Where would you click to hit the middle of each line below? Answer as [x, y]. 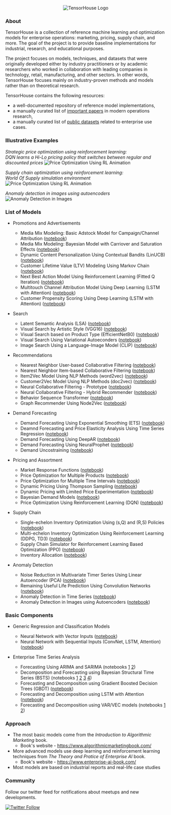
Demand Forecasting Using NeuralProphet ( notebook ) [77, 445]
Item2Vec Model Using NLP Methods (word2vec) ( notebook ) [84, 376]
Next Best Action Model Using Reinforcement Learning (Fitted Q [88, 276]
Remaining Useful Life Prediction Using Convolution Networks [85, 585]
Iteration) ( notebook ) [42, 282]
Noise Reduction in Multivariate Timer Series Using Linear [81, 575]
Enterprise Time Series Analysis [46, 657]
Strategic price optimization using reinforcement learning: [66, 151]
